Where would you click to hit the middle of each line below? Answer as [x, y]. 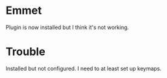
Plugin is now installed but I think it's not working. [67, 27]
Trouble [26, 52]
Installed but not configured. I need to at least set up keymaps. [83, 68]
